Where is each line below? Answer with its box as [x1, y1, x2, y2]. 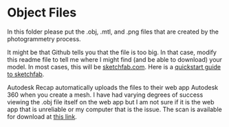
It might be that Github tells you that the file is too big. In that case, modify [7, 48, 217, 56]
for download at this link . [7, 112, 77, 121]
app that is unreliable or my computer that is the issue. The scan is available [7, 105, 222, 113]
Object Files [7, 5, 77, 21]
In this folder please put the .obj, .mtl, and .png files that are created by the [7, 27, 219, 36]
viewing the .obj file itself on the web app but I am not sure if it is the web [7, 97, 215, 106]
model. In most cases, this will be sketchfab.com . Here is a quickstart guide [7, 62, 221, 71]
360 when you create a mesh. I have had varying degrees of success [7, 91, 204, 99]
